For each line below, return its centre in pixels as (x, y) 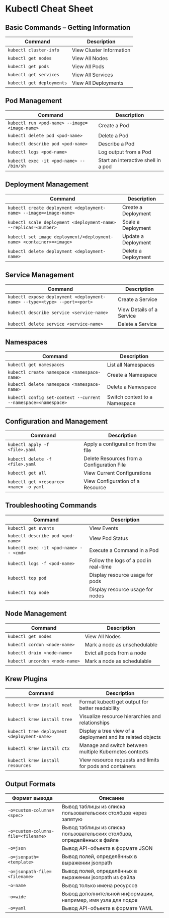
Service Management (40, 275)
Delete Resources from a (113, 458)
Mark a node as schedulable (118, 661)
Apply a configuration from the (120, 444)
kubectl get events (31, 528)
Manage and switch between (113, 745)
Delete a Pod (113, 135)
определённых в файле (90, 840)
